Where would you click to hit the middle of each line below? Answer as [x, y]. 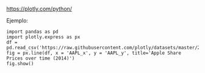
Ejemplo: [17, 20]
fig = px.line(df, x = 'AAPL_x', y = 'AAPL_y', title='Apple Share [94, 53]
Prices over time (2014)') [41, 58]
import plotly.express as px [43, 37]
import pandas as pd [33, 32]
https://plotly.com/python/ [39, 9]
